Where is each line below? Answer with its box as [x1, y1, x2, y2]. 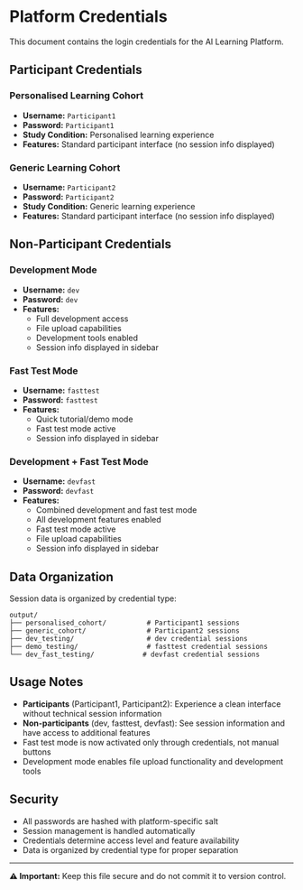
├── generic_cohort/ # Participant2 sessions [9, 626, 241, 635]
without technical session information [22, 708, 162, 718]
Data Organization [9, 569, 115, 584]
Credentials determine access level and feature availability [22, 835, 240, 846]
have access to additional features [22, 727, 151, 737]
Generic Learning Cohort [9, 161, 121, 173]
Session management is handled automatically [22, 825, 196, 836]
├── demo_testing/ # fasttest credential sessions [9, 643, 269, 652]
